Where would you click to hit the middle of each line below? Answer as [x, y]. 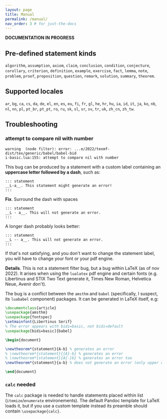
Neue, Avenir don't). [26, 284]
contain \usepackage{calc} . [33, 411]
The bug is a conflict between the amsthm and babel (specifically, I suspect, [82, 293]
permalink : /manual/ [27, 19]
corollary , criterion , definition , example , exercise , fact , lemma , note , [77, 71]
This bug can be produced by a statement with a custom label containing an [83, 167]
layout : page [19, 10]
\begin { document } [23, 340]
